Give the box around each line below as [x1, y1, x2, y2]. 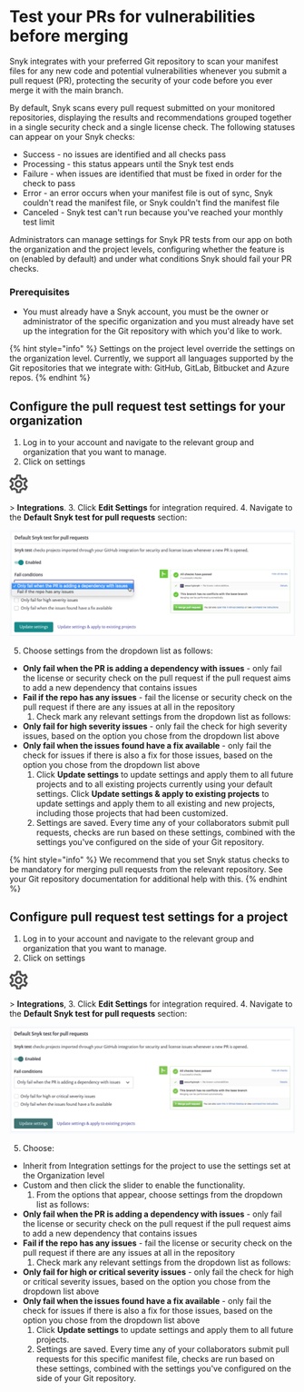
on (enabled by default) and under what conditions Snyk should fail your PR [9, 253, 292, 264]
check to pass [22, 177, 75, 188]
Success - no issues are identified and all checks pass [22, 148, 227, 160]
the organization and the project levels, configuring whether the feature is [9, 244, 285, 254]
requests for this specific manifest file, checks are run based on [35, 1354, 275, 1365]
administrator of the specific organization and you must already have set [22, 316, 294, 327]
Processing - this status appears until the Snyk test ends [22, 158, 234, 169]
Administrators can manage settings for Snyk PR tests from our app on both [9, 234, 293, 244]
